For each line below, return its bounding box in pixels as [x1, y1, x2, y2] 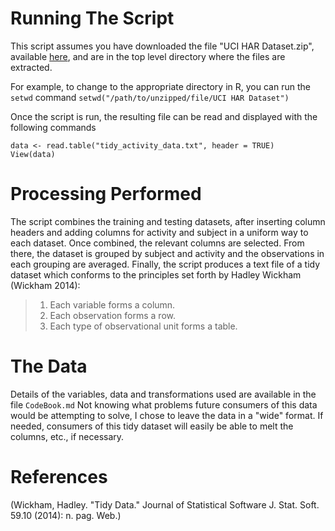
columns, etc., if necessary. [10, 430, 125, 442]
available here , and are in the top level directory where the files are [10, 50, 286, 62]
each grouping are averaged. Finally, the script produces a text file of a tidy [10, 258, 321, 270]
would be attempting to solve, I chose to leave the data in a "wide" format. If [10, 409, 324, 421]
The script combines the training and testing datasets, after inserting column [10, 215, 326, 227]
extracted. [10, 61, 53, 73]
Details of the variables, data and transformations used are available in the [10, 388, 317, 400]
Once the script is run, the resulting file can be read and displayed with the [10, 110, 318, 122]
